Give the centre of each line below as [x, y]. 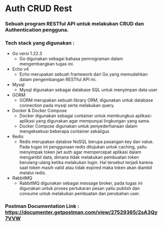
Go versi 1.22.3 [27, 54]
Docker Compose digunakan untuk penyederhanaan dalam [78, 126]
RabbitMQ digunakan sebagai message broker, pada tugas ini [81, 183]
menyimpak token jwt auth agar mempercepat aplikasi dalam [80, 152]
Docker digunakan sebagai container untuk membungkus [77, 116]
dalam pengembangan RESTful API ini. [58, 80]
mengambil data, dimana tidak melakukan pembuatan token [79, 157]
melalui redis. [33, 173]
